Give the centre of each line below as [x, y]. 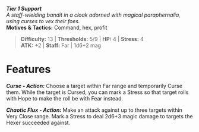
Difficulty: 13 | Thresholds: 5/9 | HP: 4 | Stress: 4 [82, 39]
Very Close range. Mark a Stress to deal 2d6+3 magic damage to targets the [99, 116]
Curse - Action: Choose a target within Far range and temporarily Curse [94, 86]
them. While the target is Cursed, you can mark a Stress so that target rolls [97, 92]
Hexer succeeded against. [38, 122]
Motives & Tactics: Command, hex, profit [57, 27]
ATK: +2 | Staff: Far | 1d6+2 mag [61, 45]
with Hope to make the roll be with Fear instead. [65, 98]
